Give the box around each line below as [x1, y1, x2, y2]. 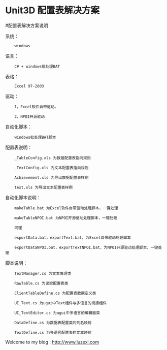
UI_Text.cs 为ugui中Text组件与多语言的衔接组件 [14, 300, 107, 305]
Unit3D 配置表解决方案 [5, 5, 100, 16]
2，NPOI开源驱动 [14, 114, 45, 119]
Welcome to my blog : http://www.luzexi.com [5, 339, 99, 345]
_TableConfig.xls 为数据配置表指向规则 [14, 155, 91, 161]
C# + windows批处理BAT [14, 64, 60, 69]
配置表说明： [5, 144, 32, 150]
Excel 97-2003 [14, 83, 44, 89]
